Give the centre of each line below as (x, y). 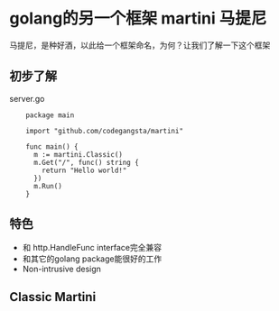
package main (50, 115)
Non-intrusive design (62, 269)
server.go (27, 98)
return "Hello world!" (84, 170)
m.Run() (48, 186)
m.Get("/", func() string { (86, 162)
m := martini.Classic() (78, 154)
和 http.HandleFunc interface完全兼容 (92, 247)
